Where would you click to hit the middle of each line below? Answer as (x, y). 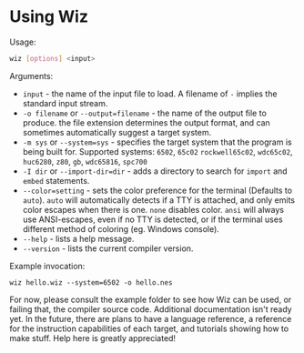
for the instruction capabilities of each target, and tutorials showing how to (149, 328)
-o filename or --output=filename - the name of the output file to (144, 113)
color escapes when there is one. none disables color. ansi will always (153, 209)
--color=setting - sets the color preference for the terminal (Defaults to (157, 190)
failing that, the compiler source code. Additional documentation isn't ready (151, 309)
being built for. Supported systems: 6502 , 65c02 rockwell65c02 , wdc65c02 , (157, 151)
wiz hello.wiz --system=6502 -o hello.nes (91, 282)
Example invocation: (47, 266)
